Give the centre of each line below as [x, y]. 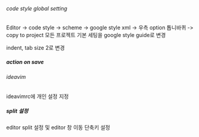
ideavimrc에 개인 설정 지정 [37, 96]
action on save [25, 62]
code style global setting [37, 8]
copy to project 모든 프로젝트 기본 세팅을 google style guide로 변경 [86, 35]
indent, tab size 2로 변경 [35, 48]
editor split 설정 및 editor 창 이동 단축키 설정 [58, 127]
